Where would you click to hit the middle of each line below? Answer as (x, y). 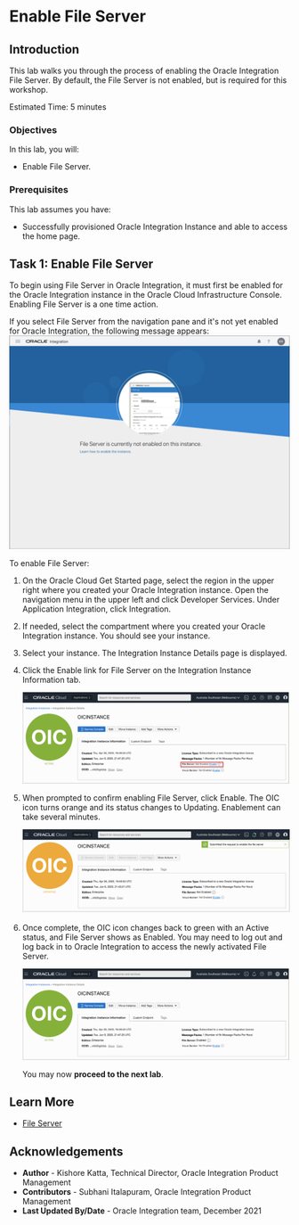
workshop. (29, 90)
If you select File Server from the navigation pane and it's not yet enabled (144, 322)
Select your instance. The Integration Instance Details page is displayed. (154, 654)
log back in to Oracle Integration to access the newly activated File (144, 946)
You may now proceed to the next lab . (93, 1074)
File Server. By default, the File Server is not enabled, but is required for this (148, 80)
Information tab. (52, 680)
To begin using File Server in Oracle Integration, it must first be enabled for (146, 285)
